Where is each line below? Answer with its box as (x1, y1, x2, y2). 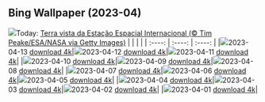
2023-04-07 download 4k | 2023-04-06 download (75, 66, 247, 75)
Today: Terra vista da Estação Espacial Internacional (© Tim (16, 28, 213, 38)
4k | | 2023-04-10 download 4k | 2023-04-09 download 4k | (8, 56, 213, 66)
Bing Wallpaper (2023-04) (8, 6, 142, 20)
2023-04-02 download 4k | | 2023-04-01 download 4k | (71, 85, 258, 94)
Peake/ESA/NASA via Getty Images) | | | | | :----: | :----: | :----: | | (8, 37, 221, 47)
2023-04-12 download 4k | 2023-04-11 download (82, 47, 248, 56)
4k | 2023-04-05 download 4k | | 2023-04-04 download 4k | (8, 75, 215, 85)
